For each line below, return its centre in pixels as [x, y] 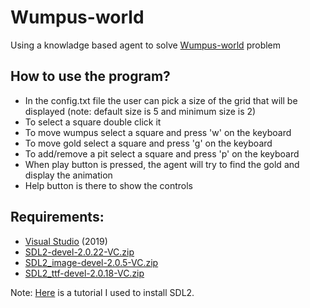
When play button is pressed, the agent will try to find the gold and [162, 164]
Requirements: [57, 217]
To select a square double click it [93, 122]
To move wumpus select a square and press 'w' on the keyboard [158, 132]
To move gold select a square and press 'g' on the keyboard [148, 143]
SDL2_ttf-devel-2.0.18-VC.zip [84, 273]
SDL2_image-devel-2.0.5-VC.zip [91, 262]
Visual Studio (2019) [66, 241]
